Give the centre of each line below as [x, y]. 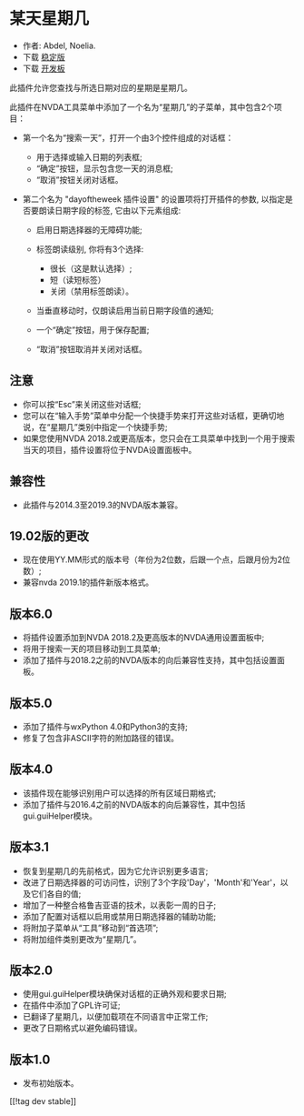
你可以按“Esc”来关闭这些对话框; [82, 404]
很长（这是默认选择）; [91, 268]
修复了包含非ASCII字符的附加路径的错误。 [101, 738]
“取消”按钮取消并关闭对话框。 [91, 349]
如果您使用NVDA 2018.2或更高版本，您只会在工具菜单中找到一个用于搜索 [159, 438]
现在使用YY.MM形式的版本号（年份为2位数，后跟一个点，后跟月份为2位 [156, 559]
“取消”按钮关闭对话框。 [79, 179]
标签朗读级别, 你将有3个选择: [90, 249]
